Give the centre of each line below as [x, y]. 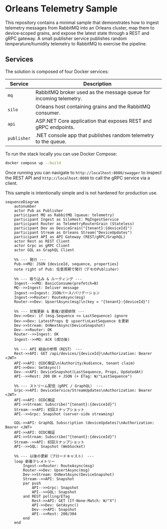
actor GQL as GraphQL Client [44, 250]
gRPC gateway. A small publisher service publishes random [66, 38]
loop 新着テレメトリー [35, 461]
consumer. [48, 113]
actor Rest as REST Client [42, 241]
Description [97, 84]
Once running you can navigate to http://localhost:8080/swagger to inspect [83, 172]
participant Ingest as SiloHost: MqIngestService [67, 219]
